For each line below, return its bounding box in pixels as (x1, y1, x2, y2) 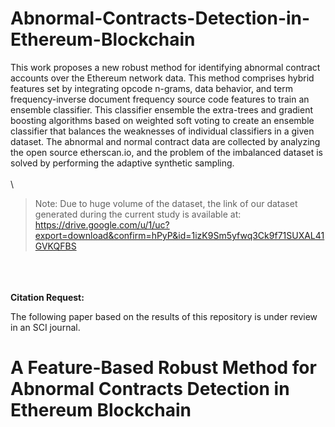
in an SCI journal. (10, 321, 81, 333)
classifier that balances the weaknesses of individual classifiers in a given (10, 125, 315, 137)
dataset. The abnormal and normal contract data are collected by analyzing (10, 135, 321, 147)
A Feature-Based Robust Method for (10, 357, 317, 379)
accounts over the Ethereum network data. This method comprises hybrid (10, 72, 315, 84)
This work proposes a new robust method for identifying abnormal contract (10, 61, 321, 73)
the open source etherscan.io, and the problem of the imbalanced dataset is (10, 146, 324, 158)
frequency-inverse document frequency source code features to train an (10, 93, 310, 105)
